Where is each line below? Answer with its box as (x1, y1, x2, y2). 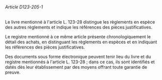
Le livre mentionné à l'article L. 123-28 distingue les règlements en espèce (5, 19, 155, 25)
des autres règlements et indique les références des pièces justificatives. (5, 25, 153, 30)
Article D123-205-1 (5, 4, 43, 10)
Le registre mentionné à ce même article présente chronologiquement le (5, 34, 151, 40)
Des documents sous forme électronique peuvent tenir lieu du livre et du (5, 54, 151, 60)
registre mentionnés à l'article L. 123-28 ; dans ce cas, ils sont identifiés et (5, 59, 155, 65)
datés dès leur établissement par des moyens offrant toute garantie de (5, 64, 147, 70)
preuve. (5, 69, 21, 76)
